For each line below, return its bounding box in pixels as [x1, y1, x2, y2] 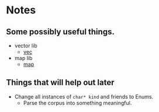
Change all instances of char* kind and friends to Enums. [14, 93, 154, 100]
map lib [14, 55, 33, 61]
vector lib [14, 42, 37, 49]
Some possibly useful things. [6, 27, 115, 37]
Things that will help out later [6, 78, 115, 87]
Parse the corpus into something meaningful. [23, 99, 132, 106]
